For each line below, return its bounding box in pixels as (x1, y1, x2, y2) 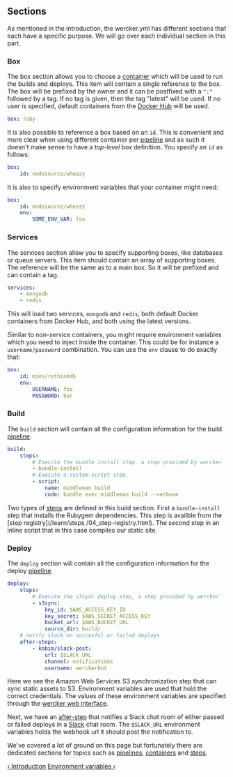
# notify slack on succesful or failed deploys (19, 632, 160, 639)
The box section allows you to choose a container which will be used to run (7, 73, 223, 81)
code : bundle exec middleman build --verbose (44, 491, 179, 498)
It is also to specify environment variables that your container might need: (7, 183, 218, 191)
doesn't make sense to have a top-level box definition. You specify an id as (7, 142, 223, 151)
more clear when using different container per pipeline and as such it (7, 135, 205, 144)
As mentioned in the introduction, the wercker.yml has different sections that (7, 24, 227, 32)
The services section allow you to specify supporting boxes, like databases (7, 248, 223, 257)
